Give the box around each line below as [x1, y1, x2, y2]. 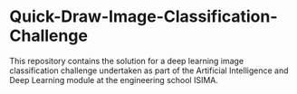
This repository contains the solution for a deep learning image [9, 55, 244, 66]
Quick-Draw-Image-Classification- [9, 6, 278, 27]
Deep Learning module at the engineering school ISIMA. [9, 74, 219, 85]
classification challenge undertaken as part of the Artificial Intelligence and [9, 65, 289, 76]
